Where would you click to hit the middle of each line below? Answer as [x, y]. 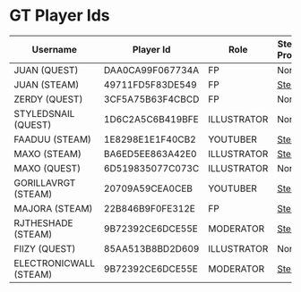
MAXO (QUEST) [47, 168]
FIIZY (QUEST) [45, 248]
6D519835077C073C [151, 168]
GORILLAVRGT [45, 182]
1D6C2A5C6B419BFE [151, 119]
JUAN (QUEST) [46, 70]
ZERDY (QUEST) [48, 99]
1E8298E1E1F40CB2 [150, 139]
